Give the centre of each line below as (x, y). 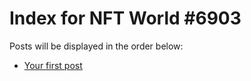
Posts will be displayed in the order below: (96, 46)
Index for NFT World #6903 (125, 18)
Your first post (53, 65)
